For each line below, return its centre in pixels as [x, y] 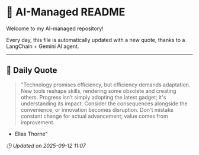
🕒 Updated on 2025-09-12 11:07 [46, 146]
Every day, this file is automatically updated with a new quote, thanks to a [96, 40]
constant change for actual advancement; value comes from [94, 116]
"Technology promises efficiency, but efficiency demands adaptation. [105, 85]
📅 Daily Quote [32, 70]
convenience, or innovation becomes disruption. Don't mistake [97, 109]
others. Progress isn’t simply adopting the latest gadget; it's [93, 97]
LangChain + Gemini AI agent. [43, 46]
